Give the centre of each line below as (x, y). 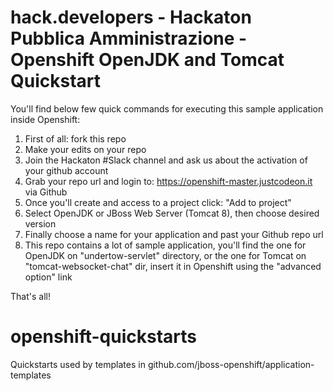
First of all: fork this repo (75, 138)
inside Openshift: (45, 119)
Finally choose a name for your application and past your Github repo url (174, 234)
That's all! (30, 296)
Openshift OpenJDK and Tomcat (147, 60)
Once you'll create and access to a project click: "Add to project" (158, 202)
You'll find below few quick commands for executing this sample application (167, 108)
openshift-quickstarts (103, 337)
